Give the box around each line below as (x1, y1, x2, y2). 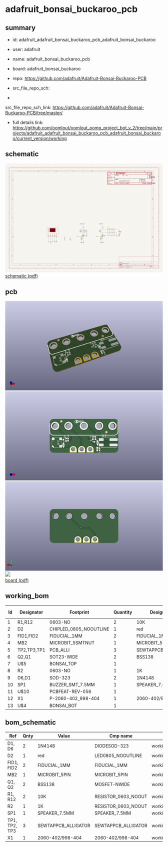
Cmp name (109, 733, 133, 739)
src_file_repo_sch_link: (5, 104, 51, 110)
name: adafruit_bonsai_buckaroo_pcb (12, 56, 90, 62)
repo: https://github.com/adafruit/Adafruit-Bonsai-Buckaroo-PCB (12, 75, 147, 81)
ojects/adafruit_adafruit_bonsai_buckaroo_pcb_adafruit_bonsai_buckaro (12, 130, 161, 136)
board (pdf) (5, 577, 29, 583)
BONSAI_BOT (49, 702, 77, 708)
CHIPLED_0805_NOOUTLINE (49, 626, 109, 632)
